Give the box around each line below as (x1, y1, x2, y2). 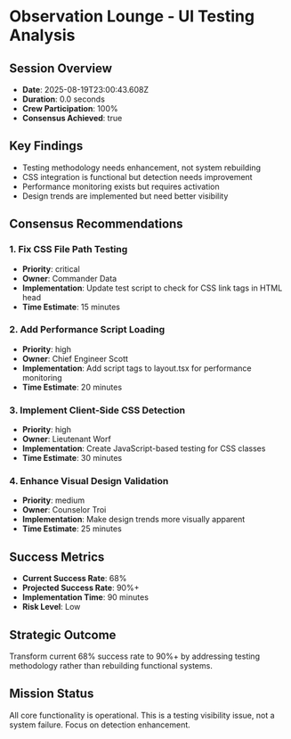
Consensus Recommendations (9, 217, 184, 232)
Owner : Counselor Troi (21, 505, 107, 515)
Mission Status (9, 686, 94, 702)
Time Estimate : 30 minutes (21, 453, 123, 464)
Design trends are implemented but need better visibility (21, 190, 229, 201)
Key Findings (9, 138, 84, 153)
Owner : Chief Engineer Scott (21, 353, 129, 364)
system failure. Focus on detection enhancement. (9, 719, 191, 730)
